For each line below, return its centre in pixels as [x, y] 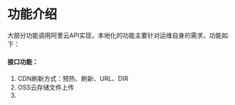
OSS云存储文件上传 [46, 87]
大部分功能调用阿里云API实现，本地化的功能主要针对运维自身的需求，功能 [115, 35]
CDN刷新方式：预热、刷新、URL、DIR [73, 79]
